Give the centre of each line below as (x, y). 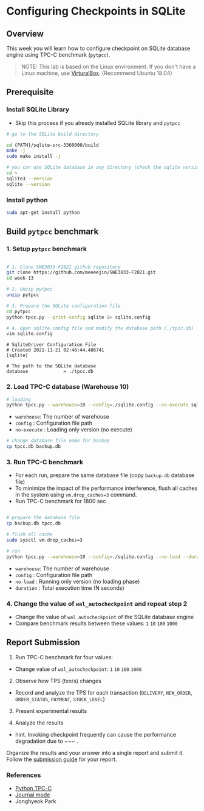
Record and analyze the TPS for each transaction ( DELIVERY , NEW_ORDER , (104, 692)
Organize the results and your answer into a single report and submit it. (95, 753)
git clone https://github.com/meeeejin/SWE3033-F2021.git (81, 272)
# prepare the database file (43, 518)
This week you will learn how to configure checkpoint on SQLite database (98, 48)
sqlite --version (28, 184)
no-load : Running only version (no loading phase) (77, 581)
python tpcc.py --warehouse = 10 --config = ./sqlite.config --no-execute (97, 405)
